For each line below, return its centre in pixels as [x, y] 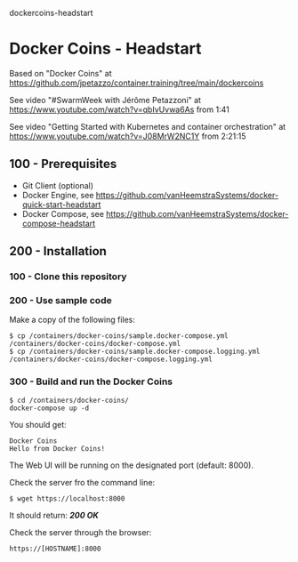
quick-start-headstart [61, 205]
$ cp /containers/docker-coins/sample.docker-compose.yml [119, 336]
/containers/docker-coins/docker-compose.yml [95, 344]
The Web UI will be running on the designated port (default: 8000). [131, 465]
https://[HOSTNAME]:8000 [55, 549]
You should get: [38, 424]
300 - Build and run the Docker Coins [91, 381]
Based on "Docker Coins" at [61, 73]
